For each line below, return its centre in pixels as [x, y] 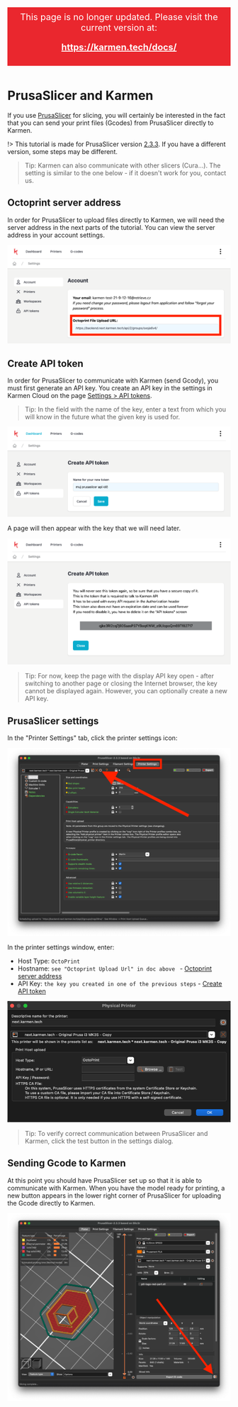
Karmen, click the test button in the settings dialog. [99, 1141]
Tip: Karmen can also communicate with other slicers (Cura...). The [123, 165]
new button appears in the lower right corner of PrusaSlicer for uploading [114, 1196]
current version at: [119, 28]
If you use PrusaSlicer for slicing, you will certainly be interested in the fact [116, 115]
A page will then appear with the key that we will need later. [94, 528]
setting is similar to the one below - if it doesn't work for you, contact [125, 172]
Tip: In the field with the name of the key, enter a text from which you [125, 409]
